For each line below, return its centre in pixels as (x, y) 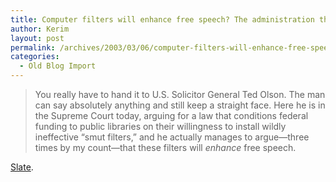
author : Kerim (40, 29)
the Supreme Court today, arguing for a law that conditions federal (171, 115)
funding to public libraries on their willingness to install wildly (160, 126)
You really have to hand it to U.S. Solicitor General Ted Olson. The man (180, 94)
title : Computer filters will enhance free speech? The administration (162, 19)
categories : (35, 57)
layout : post (37, 38)
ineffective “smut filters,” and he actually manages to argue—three (172, 137)
